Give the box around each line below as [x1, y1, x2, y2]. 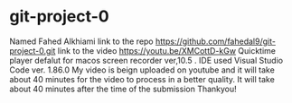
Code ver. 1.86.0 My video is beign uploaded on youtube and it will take [9, 64, 276, 75]
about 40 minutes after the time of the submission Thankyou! [9, 83, 237, 94]
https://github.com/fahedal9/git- [155, 36, 276, 47]
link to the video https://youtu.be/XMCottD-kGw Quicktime [57, 45, 277, 56]
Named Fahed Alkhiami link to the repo [9, 36, 154, 47]
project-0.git [9, 45, 56, 56]
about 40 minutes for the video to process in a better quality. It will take [9, 73, 276, 84]
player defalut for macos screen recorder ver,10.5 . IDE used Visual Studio [9, 55, 283, 65]
